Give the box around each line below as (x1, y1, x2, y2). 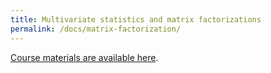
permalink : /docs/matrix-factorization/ (10, 24, 182, 34)
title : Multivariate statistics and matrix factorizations (10, 14, 262, 25)
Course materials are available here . (10, 51, 159, 63)
